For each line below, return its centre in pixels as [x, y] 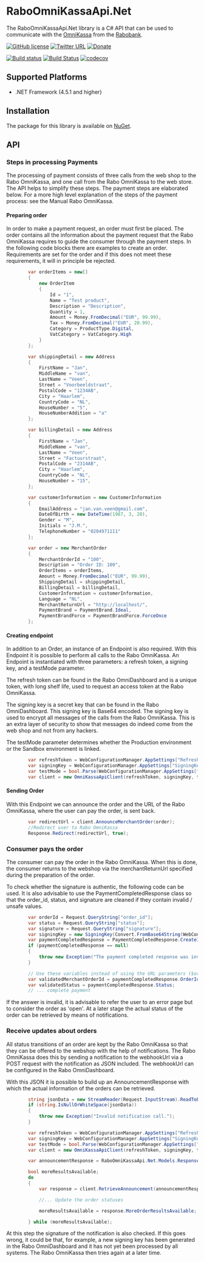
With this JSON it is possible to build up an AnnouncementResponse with [98, 1082]
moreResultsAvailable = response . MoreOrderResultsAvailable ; [118, 1211]
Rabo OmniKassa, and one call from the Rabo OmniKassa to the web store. [100, 182]
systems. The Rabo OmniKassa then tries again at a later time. [84, 1253]
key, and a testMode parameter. [46, 668]
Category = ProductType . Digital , [92, 329]
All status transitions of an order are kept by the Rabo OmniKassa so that [97, 1044]
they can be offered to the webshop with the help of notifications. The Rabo [101, 1050]
